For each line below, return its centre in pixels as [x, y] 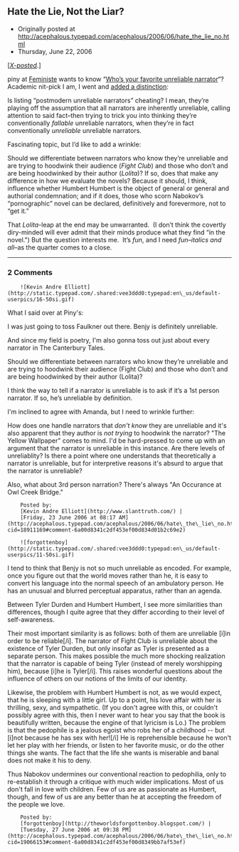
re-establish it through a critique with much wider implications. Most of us [116, 782]
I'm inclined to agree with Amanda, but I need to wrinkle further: [101, 412]
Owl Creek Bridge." [36, 492]
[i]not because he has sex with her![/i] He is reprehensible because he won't [119, 738]
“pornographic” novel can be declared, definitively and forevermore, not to [117, 203]
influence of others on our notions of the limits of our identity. [97, 679]
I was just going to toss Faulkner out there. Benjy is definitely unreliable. [113, 327]
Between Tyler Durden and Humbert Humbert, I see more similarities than [115, 605]
